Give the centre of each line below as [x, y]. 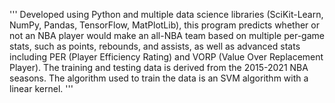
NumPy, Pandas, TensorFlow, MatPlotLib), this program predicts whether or [164, 25]
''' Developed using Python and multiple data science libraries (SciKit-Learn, [166, 14]
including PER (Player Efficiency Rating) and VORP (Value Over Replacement [166, 57]
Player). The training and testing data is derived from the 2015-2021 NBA [159, 67]
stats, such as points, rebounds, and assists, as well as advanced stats [155, 46]
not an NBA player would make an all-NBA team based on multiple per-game [167, 35]
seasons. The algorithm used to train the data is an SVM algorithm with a [159, 78]
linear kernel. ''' [41, 88]
